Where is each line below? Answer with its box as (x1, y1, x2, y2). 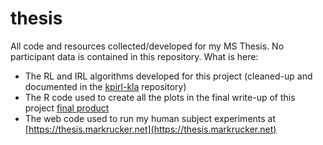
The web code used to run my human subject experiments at (24, 112, 277, 124)
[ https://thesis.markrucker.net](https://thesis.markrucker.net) (24, 123, 277, 135)
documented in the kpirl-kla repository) (24, 80, 187, 92)
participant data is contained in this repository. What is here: (10, 50, 259, 62)
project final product (24, 102, 110, 114)
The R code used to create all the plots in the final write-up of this (24, 91, 296, 103)
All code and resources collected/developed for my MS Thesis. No (10, 40, 285, 52)
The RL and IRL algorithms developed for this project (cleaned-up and (24, 70, 313, 82)
